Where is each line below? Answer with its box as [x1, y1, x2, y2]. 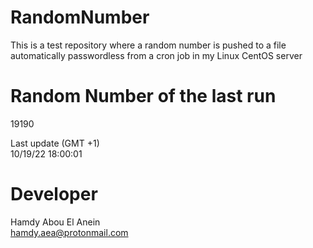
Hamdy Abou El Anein [10, 216, 101, 228]
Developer [10, 183, 98, 206]
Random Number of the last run [10, 85, 277, 108]
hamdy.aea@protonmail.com [10, 226, 129, 238]
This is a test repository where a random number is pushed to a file [10, 39, 287, 51]
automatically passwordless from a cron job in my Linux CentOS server [10, 49, 303, 61]
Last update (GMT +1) [10, 137, 100, 149]
